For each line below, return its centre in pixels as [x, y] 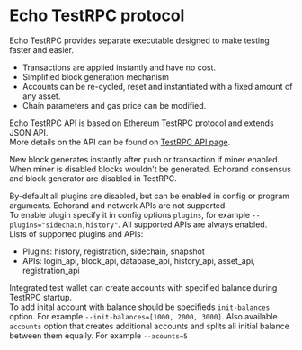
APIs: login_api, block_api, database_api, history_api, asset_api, [139, 260]
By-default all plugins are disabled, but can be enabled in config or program [150, 196]
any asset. [41, 96]
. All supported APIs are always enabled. [193, 224]
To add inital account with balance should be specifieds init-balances [140, 307]
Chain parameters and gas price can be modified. [114, 105]
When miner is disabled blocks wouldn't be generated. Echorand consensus [151, 169]
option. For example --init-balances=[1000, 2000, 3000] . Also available [143, 316]
